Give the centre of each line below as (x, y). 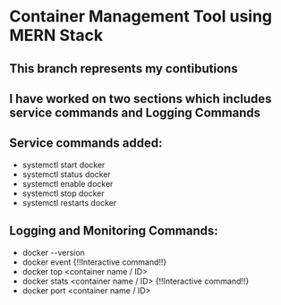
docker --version (53, 252)
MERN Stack (56, 35)
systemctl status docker (67, 174)
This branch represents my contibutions (124, 68)
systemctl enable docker (68, 183)
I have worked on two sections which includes (140, 99)
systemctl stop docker (63, 193)
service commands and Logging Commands (135, 112)
